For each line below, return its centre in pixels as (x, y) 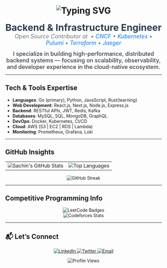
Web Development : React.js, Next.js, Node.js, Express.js (70, 105)
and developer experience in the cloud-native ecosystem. (83, 67)
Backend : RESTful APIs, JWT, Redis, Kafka (56, 110)
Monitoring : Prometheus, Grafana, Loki (52, 132)
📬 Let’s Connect (32, 236)
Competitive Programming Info (54, 198)
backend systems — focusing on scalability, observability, (83, 60)
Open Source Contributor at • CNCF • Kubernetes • (83, 36)
